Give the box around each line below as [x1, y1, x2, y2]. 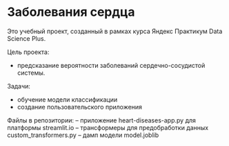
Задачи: [7, 82, 31, 90]
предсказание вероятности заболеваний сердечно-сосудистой [17, 61, 206, 69]
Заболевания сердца [7, 4, 136, 20]
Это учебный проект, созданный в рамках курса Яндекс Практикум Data [7, 27, 223, 35]
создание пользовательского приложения [17, 102, 143, 111]
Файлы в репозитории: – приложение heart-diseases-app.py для [7, 116, 197, 125]
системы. [17, 69, 46, 77]
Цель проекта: [7, 48, 50, 56]
